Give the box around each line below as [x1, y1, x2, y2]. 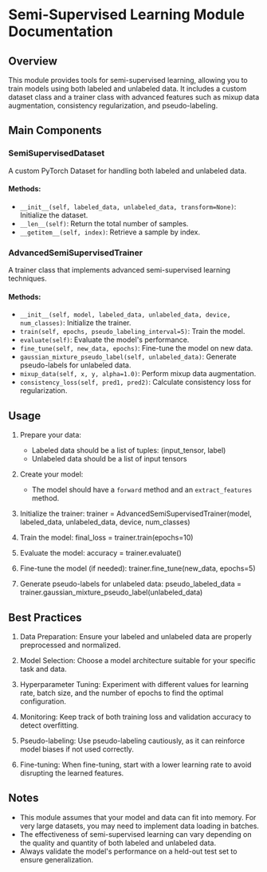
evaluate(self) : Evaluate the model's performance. [19, 335, 190, 344]
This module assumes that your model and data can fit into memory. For [19, 812, 257, 822]
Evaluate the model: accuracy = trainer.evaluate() [19, 548, 182, 558]
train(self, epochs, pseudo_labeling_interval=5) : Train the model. [19, 327, 245, 336]
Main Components [8, 124, 102, 137]
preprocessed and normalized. [19, 640, 121, 650]
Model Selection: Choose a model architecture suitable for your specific [19, 656, 257, 666]
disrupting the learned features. [19, 768, 124, 778]
